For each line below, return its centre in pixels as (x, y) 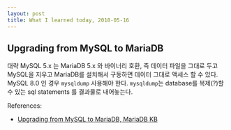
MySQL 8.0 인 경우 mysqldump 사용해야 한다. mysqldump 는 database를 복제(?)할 (116, 83)
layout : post (26, 14)
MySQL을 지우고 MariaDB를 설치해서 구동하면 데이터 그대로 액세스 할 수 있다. (113, 74)
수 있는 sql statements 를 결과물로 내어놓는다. (70, 92)
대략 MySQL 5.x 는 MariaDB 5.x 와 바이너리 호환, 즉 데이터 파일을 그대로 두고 (113, 66)
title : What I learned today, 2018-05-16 (68, 20)
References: (24, 106)
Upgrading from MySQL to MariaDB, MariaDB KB (88, 120)
